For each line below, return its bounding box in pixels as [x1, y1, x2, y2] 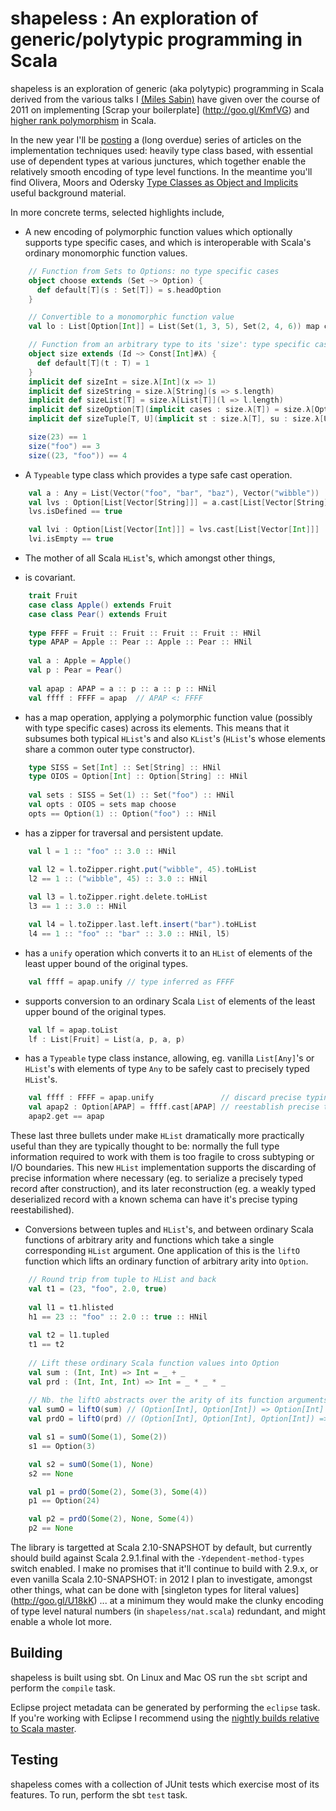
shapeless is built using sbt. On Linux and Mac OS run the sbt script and [10, 1671, 308, 1683]
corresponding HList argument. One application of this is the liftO [24, 1245, 301, 1257]
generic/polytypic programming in [10, 28, 303, 51]
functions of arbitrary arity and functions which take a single [24, 1234, 275, 1246]
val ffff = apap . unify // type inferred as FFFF [28, 977, 235, 987]
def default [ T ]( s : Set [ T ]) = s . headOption [36, 285, 222, 295]
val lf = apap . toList [28, 1025, 118, 1035]
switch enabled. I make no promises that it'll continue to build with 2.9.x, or [10, 1563, 319, 1575]
